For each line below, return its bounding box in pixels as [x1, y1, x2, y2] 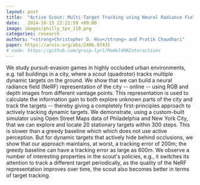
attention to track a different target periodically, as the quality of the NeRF [6, 159, 187, 166]
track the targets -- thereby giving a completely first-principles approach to [6, 102, 191, 109]
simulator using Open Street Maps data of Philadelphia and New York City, [6, 115, 189, 122]
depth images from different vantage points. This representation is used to [6, 89, 189, 96]
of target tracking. [6, 171, 51, 179]
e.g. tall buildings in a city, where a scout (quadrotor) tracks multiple [6, 70, 173, 78]
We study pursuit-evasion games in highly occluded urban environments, [6, 64, 186, 71]
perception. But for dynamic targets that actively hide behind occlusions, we [6, 134, 193, 141]
